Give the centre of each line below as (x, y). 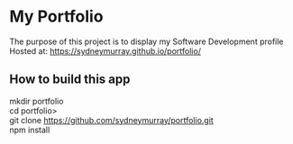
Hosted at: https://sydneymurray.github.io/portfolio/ (105, 50)
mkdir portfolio (37, 101)
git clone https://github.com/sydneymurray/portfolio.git (111, 120)
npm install (30, 130)
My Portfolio (56, 17)
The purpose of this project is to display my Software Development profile (146, 41)
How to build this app (70, 80)
